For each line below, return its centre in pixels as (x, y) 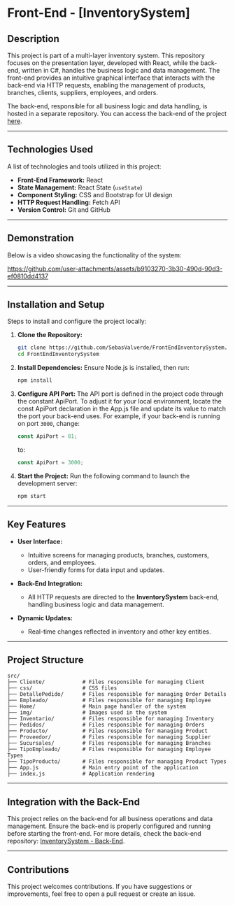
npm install (35, 380)
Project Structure (45, 660)
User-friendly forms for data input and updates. (96, 570)
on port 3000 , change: (49, 424)
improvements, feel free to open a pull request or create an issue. (101, 894)
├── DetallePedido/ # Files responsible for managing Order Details (117, 694)
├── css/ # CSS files (62, 688)
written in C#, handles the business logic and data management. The (121, 70)
